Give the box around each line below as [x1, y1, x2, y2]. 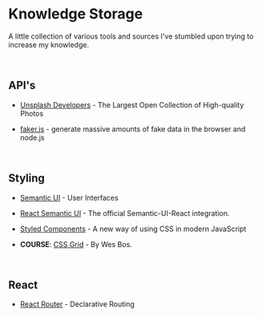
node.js [19, 132, 46, 142]
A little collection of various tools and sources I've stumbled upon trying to [8, 31, 254, 41]
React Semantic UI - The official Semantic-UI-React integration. [19, 208, 230, 217]
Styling [8, 172, 46, 185]
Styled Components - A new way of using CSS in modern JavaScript [19, 224, 247, 234]
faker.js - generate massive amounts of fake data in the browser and [19, 124, 246, 133]
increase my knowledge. [8, 39, 90, 49]
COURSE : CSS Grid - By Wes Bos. [19, 239, 132, 249]
